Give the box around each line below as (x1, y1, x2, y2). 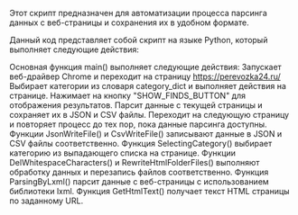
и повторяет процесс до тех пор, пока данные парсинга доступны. (9, 119, 268, 130)
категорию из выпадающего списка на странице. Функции (9, 148, 237, 158)
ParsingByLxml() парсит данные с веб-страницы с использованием (9, 176, 269, 187)
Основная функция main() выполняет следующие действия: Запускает (9, 62, 282, 72)
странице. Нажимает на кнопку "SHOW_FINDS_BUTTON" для (9, 90, 247, 101)
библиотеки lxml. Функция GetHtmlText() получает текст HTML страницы (9, 186, 291, 196)
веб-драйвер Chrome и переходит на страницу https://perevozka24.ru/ (9, 71, 282, 82)
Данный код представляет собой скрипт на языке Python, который (9, 35, 268, 45)
